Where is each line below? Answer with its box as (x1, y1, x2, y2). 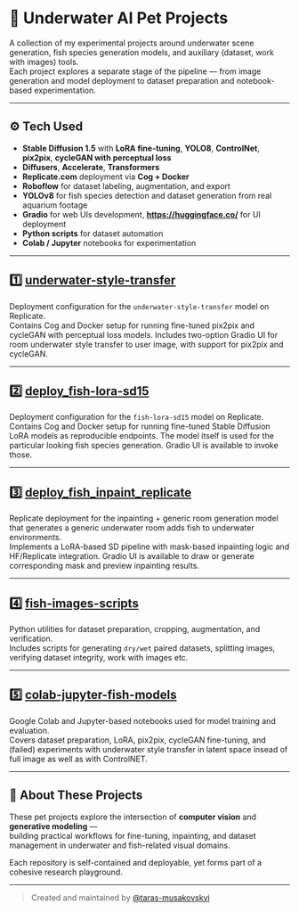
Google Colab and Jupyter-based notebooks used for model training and (9, 715, 276, 726)
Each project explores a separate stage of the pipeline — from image (9, 66, 262, 77)
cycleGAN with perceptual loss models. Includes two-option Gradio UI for (9, 329, 279, 340)
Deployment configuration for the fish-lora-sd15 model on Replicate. (9, 412, 264, 423)
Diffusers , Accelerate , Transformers (21, 161, 160, 172)
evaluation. (9, 725, 50, 735)
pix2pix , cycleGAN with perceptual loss (21, 152, 172, 163)
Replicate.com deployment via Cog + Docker (21, 171, 190, 182)
